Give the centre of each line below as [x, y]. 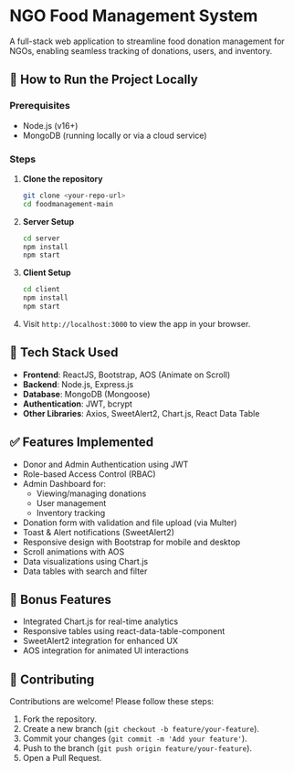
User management [71, 502]
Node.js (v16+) [50, 125]
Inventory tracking [71, 513]
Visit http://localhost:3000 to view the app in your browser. [136, 323]
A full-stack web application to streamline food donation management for [147, 41]
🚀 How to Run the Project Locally [104, 80]
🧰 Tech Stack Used [64, 353]
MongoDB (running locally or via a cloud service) [115, 135]
